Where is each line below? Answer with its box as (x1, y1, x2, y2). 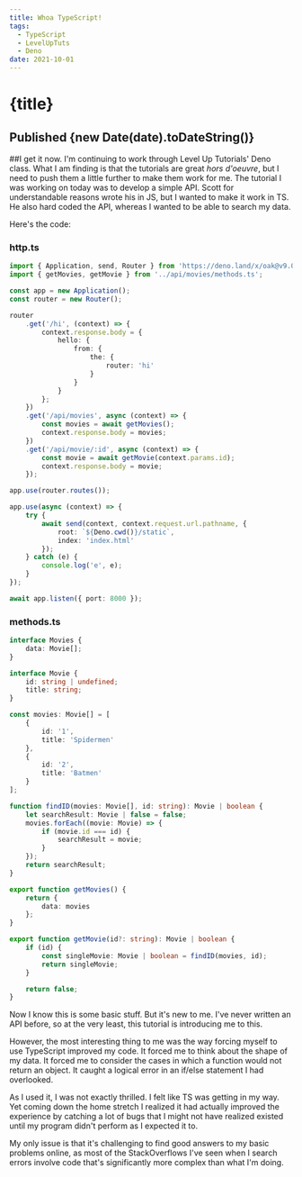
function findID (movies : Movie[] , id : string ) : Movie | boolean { (9, 801, 263, 810)
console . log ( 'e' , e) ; (41, 561, 123, 570)
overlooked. (9, 1074, 54, 1085)
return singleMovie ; (41, 960, 119, 969)
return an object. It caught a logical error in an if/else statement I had (9, 1064, 264, 1076)
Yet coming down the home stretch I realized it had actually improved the (9, 1101, 280, 1112)
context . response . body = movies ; (41, 429, 167, 438)
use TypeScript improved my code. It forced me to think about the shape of (9, 1046, 289, 1056)
